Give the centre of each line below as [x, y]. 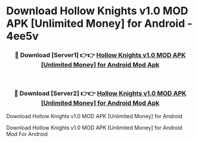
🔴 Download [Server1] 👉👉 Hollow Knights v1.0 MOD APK [100, 55]
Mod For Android [27, 134]
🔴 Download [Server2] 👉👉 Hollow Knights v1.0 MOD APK [100, 93]
